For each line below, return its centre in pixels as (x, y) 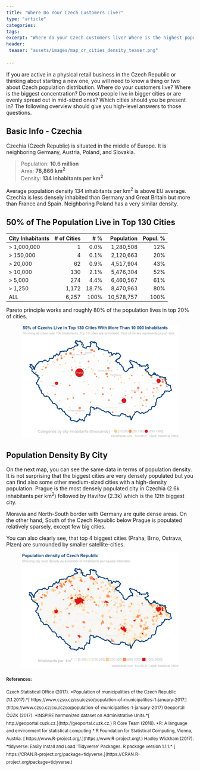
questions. (19, 112)
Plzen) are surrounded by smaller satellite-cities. (65, 544)
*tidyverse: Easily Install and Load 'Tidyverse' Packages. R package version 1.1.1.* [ (91, 747)
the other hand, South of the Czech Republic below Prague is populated (94, 520)
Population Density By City (57, 455)
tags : (13, 32)
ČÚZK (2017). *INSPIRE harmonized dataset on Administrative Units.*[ (78, 715)
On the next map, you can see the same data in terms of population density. (99, 469)
